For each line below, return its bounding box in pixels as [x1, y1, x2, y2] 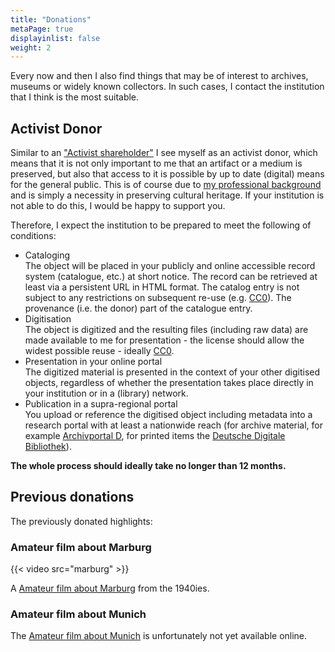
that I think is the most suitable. [10, 91, 140, 103]
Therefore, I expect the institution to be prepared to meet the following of [10, 219, 312, 231]
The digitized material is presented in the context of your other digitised [24, 366, 321, 378]
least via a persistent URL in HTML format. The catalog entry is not [24, 281, 300, 293]
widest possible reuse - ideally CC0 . [24, 345, 175, 357]
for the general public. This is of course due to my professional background [10, 179, 322, 191]
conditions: [10, 230, 57, 242]
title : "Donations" [10, 14, 92, 25]
